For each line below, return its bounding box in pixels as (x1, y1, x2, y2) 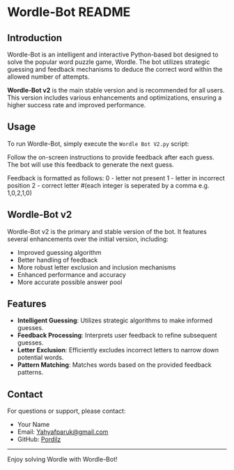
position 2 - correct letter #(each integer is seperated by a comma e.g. (7, 181, 210, 189)
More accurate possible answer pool (17, 278, 123, 286)
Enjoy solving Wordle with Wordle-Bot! (7, 455, 118, 464)
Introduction (7, 32, 63, 44)
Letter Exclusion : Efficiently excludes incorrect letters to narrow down (17, 346, 219, 354)
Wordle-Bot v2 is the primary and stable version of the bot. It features (7, 227, 207, 235)
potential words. (17, 353, 64, 362)
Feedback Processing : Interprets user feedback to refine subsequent (17, 331, 217, 340)
